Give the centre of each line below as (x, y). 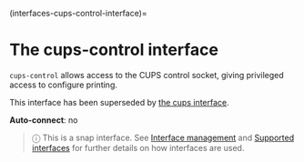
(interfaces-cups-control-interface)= (78, 13)
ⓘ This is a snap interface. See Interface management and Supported (162, 137)
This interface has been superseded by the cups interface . (119, 102)
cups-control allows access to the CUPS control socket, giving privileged (147, 75)
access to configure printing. (64, 85)
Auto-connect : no (44, 120)
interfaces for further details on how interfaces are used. (138, 147)
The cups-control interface (114, 50)
